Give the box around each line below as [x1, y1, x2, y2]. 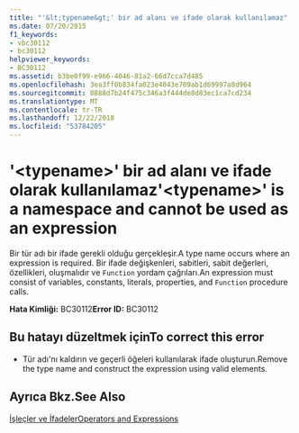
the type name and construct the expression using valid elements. [22, 363, 268, 374]
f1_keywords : [9, 30, 59, 39]
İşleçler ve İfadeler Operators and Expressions [9, 413, 179, 424]
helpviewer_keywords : [9, 55, 91, 64]
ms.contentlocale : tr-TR [9, 105, 103, 114]
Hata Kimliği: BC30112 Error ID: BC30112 [9, 303, 159, 314]
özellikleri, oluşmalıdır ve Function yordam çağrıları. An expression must [9, 266, 274, 277]
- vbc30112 [9, 38, 50, 48]
